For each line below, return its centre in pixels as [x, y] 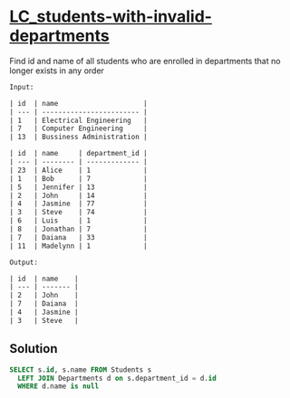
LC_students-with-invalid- [111, 17]
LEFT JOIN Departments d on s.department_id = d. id [117, 378]
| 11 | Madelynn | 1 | [78, 246]
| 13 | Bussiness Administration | [78, 137]
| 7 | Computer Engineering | [78, 128]
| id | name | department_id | [78, 154]
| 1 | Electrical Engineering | [78, 120]
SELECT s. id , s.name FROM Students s [81, 370]
